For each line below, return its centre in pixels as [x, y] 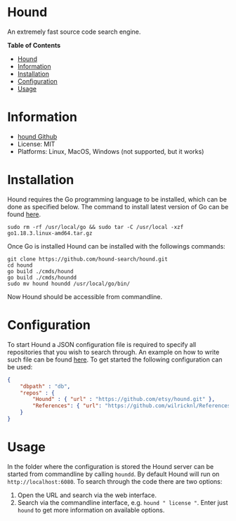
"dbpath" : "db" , [45, 386]
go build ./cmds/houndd [42, 277]
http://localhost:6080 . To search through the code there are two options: [115, 481]
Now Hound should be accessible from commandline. [85, 296]
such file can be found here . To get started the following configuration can [115, 360]
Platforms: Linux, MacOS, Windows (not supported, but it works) [111, 151]
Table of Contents [34, 45]
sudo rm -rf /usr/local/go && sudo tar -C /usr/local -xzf [96, 227]
